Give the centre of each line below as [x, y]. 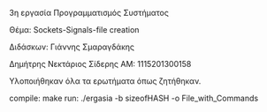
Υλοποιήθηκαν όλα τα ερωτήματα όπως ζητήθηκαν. [105, 81]
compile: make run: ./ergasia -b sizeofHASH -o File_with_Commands [134, 98]
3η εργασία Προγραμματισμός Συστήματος [89, 13]
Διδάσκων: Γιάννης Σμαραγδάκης [72, 47]
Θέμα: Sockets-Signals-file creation [74, 30]
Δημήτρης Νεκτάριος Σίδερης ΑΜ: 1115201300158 [100, 64]
